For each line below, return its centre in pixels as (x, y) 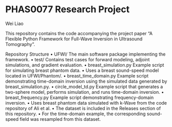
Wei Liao (15, 23)
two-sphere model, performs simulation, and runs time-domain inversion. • (85, 92)
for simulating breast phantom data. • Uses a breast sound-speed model (82, 70)
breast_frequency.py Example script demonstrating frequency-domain (80, 97)
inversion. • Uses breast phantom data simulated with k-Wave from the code (86, 103)
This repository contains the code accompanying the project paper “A (79, 33)
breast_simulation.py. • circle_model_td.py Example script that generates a (84, 86)
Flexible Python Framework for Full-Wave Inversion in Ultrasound (74, 39)
